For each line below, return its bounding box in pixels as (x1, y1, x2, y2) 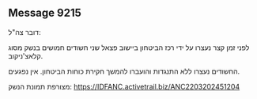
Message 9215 (8, 6, 81, 20)
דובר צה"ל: (8, 27, 41, 36)
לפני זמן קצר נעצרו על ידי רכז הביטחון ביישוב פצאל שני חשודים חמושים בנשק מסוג (8, 43, 250, 52)
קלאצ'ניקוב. (8, 51, 43, 60)
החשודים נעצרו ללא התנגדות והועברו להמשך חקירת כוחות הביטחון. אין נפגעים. (8, 67, 240, 76)
